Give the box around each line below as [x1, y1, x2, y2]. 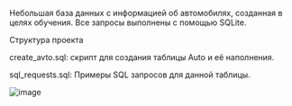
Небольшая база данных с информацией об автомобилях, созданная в [9, 8, 283, 18]
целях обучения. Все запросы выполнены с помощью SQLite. [9, 17, 247, 28]
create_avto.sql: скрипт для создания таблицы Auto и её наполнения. [9, 52, 275, 62]
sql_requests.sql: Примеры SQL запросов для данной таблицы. [9, 69, 251, 80]
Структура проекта [9, 35, 84, 45]
